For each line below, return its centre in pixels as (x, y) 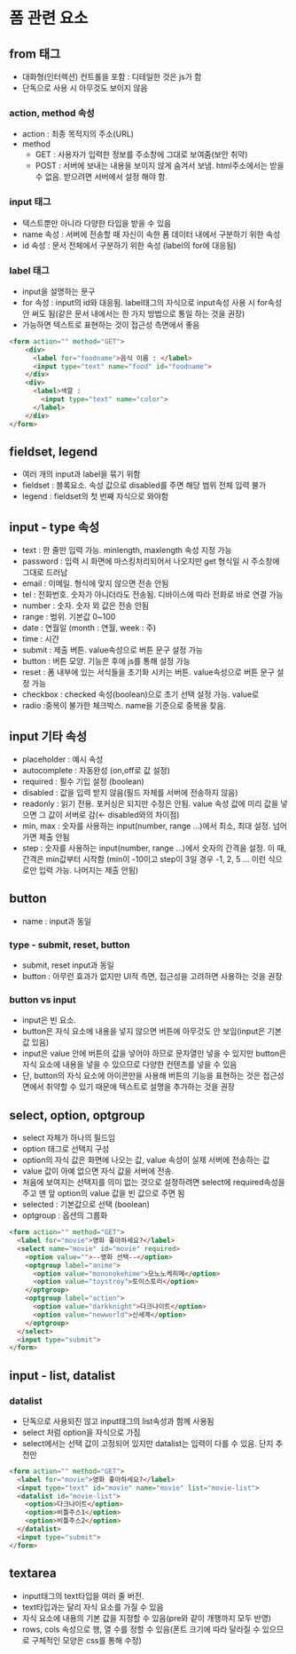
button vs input (43, 1000)
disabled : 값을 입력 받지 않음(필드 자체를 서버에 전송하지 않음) (130, 792)
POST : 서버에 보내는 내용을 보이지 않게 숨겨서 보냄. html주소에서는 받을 (160, 166)
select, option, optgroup (77, 1115)
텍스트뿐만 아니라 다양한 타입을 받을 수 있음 (97, 223)
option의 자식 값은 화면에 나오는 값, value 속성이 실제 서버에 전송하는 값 (146, 1160)
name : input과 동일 (56, 921)
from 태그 (35, 54)
